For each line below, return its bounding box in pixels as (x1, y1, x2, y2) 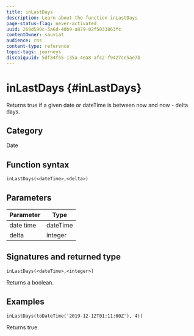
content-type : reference (6, 44, 70, 50)
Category (6, 125, 43, 136)
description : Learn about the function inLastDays (6, 15, 138, 21)
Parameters (6, 193, 52, 203)
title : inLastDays (6, 9, 53, 15)
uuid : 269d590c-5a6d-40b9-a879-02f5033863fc (6, 26, 121, 32)
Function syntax (6, 159, 70, 170)
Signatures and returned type (6, 252, 121, 262)
